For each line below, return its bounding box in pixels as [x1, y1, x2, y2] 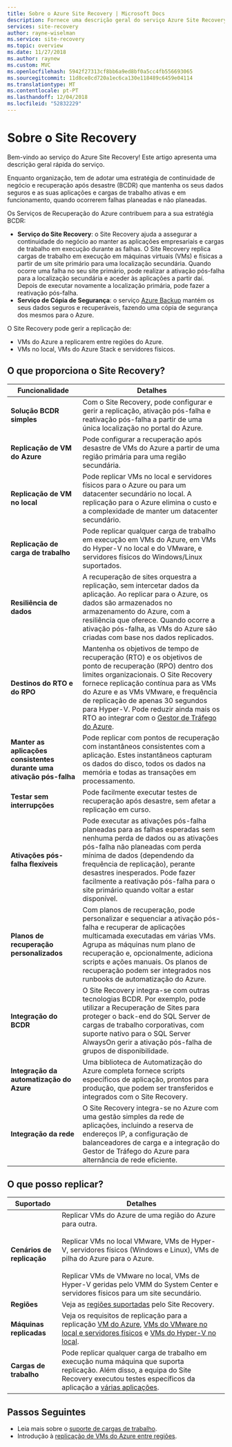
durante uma [10, 763, 54, 772]
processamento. [82, 776, 135, 785]
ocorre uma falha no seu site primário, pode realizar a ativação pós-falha [17, 266, 225, 275]
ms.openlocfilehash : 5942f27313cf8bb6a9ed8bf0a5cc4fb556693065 [7, 68, 193, 75]
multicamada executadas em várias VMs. [82, 931, 216, 940]
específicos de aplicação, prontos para [82, 1074, 209, 1084]
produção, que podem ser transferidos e [82, 1083, 214, 1093]
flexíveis [29, 859, 58, 868]
